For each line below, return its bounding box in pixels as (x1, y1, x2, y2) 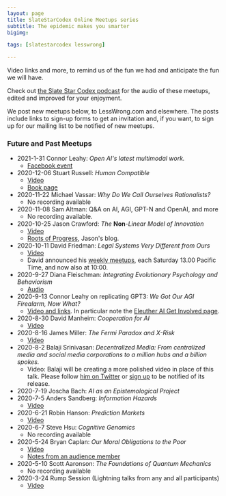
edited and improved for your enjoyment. (7, 94, 122, 103)
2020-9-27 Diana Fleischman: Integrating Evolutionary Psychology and (16, 271, 218, 279)
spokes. (16, 358, 40, 366)
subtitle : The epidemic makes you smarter (7, 23, 130, 29)
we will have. (7, 73, 44, 82)
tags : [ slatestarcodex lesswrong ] (7, 42, 106, 49)
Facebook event (27, 161, 73, 170)
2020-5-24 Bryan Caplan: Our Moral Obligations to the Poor (16, 438, 186, 446)
